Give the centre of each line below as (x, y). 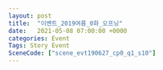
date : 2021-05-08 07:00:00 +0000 (68, 31)
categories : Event (39, 38)
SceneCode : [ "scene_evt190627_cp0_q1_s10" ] (82, 53)
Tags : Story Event (39, 46)
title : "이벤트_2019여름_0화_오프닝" (65, 23)
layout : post (30, 16)
